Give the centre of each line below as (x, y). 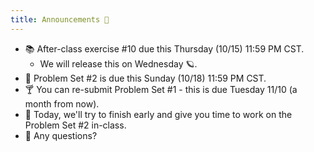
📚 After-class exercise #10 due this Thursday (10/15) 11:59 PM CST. (164, 48)
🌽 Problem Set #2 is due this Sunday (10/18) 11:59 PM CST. (145, 78)
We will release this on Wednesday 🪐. (118, 63)
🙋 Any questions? (61, 135)
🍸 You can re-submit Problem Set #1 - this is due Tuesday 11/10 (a (161, 89)
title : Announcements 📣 (60, 19)
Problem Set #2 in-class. (75, 125)
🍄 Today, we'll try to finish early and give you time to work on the (158, 114)
